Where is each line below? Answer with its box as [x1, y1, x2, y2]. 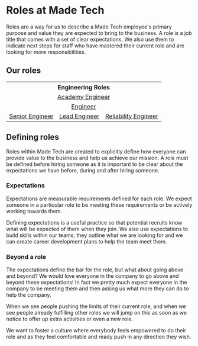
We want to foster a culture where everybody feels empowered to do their [6, 327, 187, 334]
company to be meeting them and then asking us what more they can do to [6, 285, 189, 292]
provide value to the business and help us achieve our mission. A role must [6, 154, 189, 161]
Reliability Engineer [105, 112, 158, 120]
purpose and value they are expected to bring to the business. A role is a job [6, 29, 192, 36]
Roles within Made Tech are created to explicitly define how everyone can [6, 148, 186, 155]
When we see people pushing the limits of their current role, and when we [6, 303, 186, 310]
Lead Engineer [59, 112, 100, 120]
